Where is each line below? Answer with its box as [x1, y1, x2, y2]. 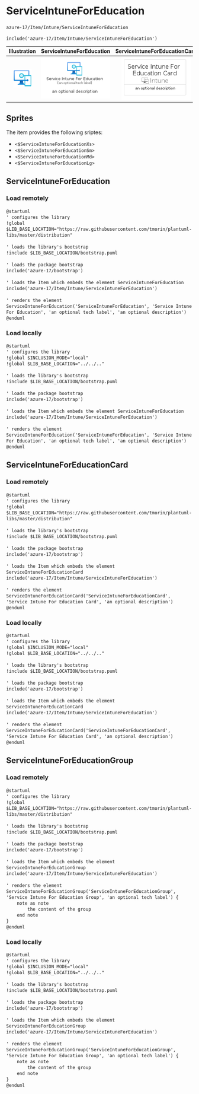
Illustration [8, 47, 37, 55]
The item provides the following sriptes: [6, 129, 103, 136]
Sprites [6, 113, 34, 123]
